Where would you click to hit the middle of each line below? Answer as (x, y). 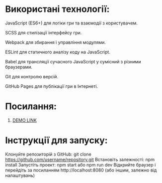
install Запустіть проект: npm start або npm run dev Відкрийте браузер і (81, 165)
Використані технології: (57, 9)
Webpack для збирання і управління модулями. (55, 42)
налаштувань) (20, 175)
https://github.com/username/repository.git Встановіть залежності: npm (80, 159)
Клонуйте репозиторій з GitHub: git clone (48, 154)
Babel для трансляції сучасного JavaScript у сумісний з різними (73, 61)
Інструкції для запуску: (56, 140)
